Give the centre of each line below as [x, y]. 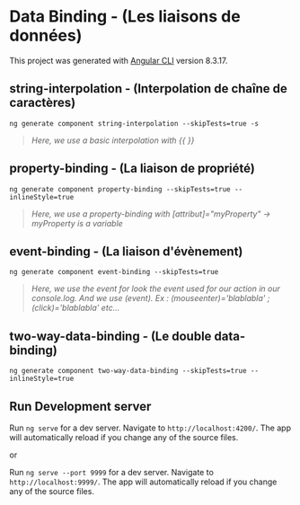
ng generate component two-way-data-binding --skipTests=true [128, 371]
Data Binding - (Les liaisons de [125, 17]
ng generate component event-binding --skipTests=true [114, 272]
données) [46, 35]
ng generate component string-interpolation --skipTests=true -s [134, 123]
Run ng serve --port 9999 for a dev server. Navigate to [111, 472]
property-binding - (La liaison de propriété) [132, 168]
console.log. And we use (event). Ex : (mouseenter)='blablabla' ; [150, 298]
